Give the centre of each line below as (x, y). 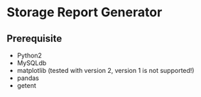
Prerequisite (34, 39)
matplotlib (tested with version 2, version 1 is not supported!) (105, 70)
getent (27, 85)
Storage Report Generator (85, 12)
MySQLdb (32, 63)
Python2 (29, 55)
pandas (28, 78)
